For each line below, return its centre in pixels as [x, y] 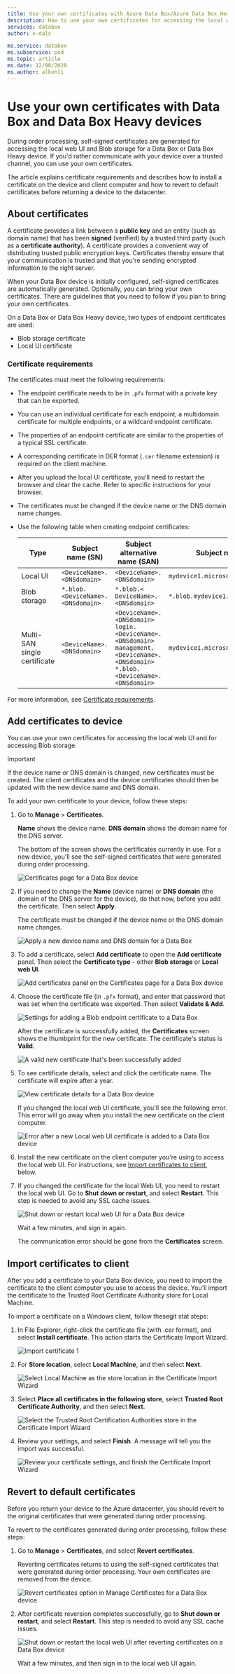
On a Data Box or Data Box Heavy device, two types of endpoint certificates [116, 318]
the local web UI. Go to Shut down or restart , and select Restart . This [118, 1193]
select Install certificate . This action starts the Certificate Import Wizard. [122, 1338]
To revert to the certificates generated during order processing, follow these [117, 1530]
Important [21, 759]
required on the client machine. [62, 463]
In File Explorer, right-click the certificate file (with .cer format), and [114, 1330]
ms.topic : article [34, 59]
